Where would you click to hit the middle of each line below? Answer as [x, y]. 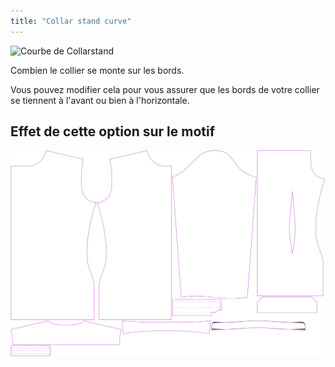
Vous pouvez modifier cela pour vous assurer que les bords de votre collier [165, 89]
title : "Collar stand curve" [71, 21]
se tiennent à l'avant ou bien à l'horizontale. [100, 100]
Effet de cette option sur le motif [113, 131]
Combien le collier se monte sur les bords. [97, 70]
